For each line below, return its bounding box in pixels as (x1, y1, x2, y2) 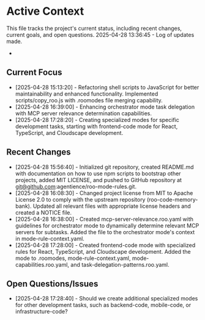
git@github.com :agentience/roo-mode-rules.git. (15, 183, 136, 190)
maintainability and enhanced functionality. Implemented (15, 90, 158, 97)
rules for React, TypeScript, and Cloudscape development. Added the (15, 248, 191, 255)
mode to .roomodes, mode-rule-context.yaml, (15, 254, 131, 262)
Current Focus (6, 67, 62, 78)
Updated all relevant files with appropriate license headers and (32, 202, 191, 210)
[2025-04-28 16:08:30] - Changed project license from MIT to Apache (15, 189, 193, 197)
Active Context (6, 4, 84, 18)
